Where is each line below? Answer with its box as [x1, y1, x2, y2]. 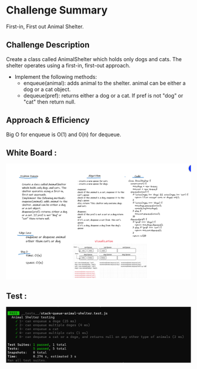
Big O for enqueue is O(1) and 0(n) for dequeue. [6, 130, 121, 138]
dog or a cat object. [23, 86, 72, 93]
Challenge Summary [6, 4, 108, 17]
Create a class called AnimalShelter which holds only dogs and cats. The [6, 55, 182, 62]
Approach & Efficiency [6, 115, 90, 125]
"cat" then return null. [23, 98, 76, 105]
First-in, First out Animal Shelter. [6, 23, 84, 30]
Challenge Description [6, 40, 90, 50]
